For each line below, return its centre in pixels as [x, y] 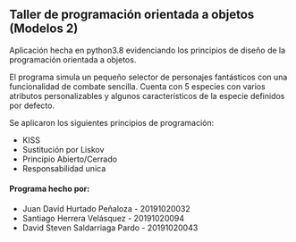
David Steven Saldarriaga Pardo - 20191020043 [110, 228]
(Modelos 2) [44, 29]
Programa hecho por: [50, 189]
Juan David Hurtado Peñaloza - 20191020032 [106, 209]
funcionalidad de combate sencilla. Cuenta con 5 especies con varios [137, 86]
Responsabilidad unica [64, 168]
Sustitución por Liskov [63, 149]
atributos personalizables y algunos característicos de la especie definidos [147, 96]
